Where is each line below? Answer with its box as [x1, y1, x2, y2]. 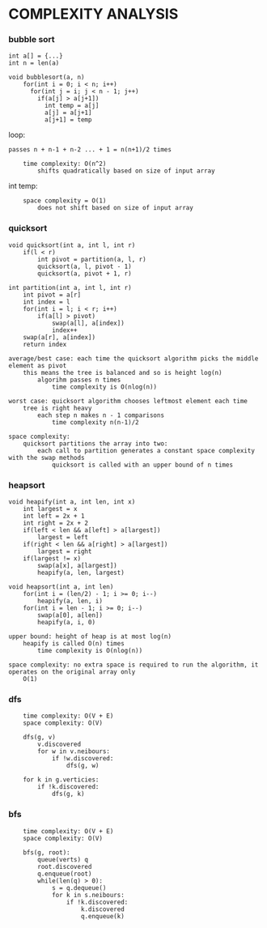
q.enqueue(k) [80, 912, 125, 920]
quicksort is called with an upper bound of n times [51, 461, 233, 469]
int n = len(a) [8, 59, 60, 67]
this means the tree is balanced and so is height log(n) [23, 368, 222, 377]
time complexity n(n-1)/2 [51, 418, 139, 426]
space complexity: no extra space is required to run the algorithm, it [8, 661, 259, 669]
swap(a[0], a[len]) [37, 611, 104, 619]
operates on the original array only [8, 668, 136, 676]
